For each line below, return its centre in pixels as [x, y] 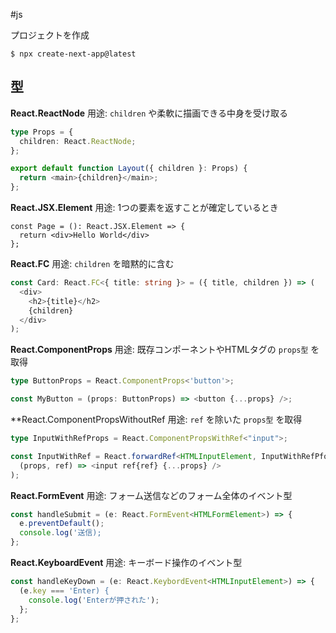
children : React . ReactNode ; [78, 141]
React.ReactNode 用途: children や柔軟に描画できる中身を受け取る [149, 113]
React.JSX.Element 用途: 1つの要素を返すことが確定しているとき [144, 208]
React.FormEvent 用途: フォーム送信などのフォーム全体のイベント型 [151, 495]
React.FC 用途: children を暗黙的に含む [92, 264]
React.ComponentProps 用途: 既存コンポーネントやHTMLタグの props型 [159, 350]
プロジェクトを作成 [50, 35]
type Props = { [42, 132]
